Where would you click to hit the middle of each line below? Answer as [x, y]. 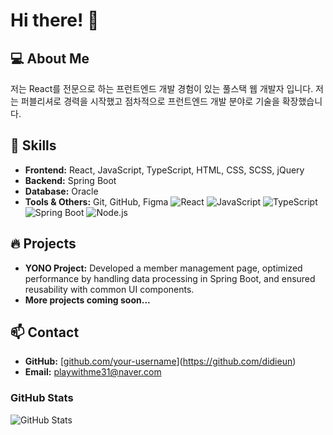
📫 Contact [45, 332]
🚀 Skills [33, 145]
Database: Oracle [61, 191]
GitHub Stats [42, 398]
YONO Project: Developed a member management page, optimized [163, 268]
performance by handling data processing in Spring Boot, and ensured [170, 278]
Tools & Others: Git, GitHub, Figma [96, 201]
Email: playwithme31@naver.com [93, 372]
